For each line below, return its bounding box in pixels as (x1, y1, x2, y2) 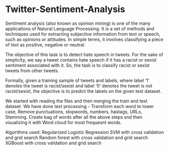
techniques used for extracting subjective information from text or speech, (5, 31, 161, 37)
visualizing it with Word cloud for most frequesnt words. (5, 119, 122, 125)
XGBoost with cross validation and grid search (5, 140, 102, 146)
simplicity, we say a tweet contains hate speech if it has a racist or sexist (5, 57, 157, 63)
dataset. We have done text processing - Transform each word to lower (5, 103, 154, 109)
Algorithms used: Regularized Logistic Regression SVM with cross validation (5, 129, 164, 135)
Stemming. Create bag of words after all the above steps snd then (5, 114, 143, 120)
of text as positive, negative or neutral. (5, 41, 86, 47)
